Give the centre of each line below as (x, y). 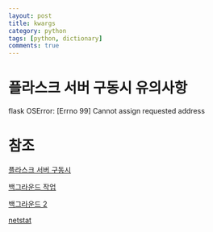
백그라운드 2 (28, 204)
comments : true (34, 46)
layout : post (30, 16)
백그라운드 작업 (32, 187)
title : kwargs (32, 23)
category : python (38, 31)
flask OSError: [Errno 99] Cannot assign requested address (107, 111)
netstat (20, 220)
